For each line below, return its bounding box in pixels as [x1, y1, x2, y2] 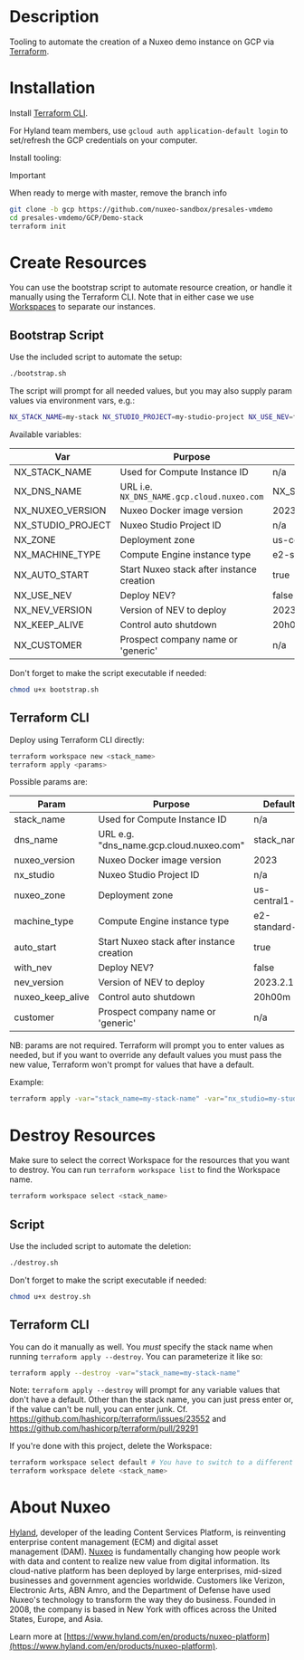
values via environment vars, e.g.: [9, 396, 136, 406]
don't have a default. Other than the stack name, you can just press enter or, [9, 1394, 294, 1405]
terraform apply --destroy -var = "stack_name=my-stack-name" [9, 1369, 242, 1378]
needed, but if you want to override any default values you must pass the [9, 1050, 282, 1061]
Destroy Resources [9, 1125, 157, 1146]
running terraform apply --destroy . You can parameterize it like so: [9, 1350, 263, 1361]
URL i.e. [119, 481, 153, 492]
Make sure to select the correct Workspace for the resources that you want [9, 1155, 290, 1166]
